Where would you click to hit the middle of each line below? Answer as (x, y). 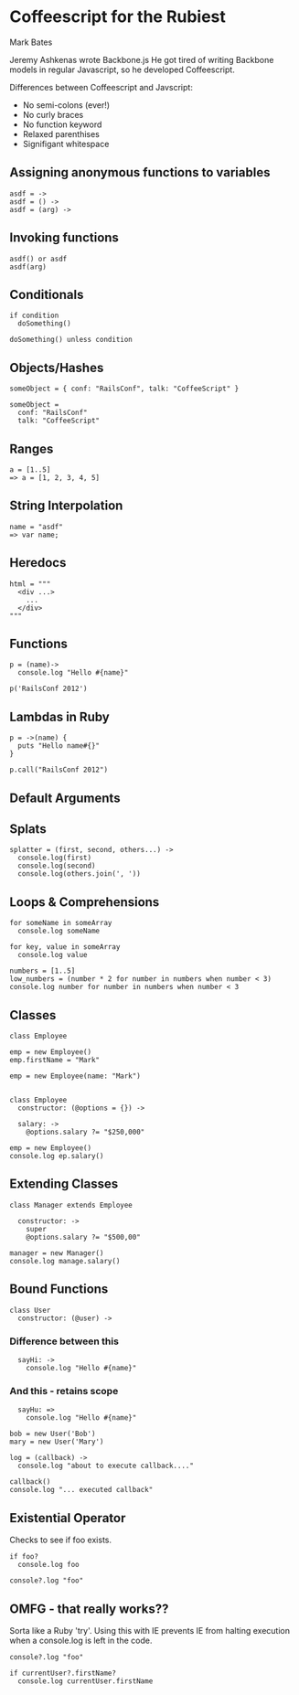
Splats (28, 829)
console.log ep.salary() (57, 1157)
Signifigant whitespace (66, 144)
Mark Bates (31, 42)
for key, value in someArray (65, 947)
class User (30, 1310)
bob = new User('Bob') (53, 1434)
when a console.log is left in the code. (81, 1640)
